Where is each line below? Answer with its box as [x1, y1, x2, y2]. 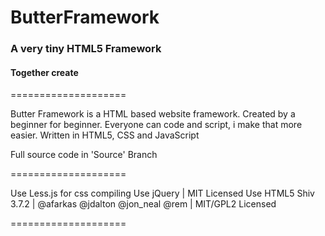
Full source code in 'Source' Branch [10, 149, 158, 161]
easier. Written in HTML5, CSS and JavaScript [10, 129, 200, 141]
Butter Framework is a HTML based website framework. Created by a [10, 108, 296, 120]
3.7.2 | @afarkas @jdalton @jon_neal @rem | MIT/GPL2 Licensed [10, 198, 277, 210]
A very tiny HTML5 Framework [10, 42, 162, 56]
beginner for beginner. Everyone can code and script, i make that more [10, 119, 303, 131]
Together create [10, 66, 79, 78]
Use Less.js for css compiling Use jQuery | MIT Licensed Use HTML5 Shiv [10, 187, 315, 200]
